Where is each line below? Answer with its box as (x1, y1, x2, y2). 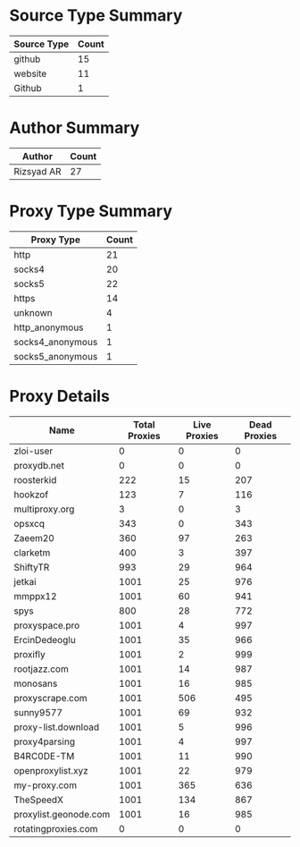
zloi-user (13, 445, 54, 457)
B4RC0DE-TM (13, 750, 75, 762)
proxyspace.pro (13, 619, 80, 631)
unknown (13, 306, 53, 318)
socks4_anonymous (13, 335, 98, 348)
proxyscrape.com (13, 691, 87, 704)
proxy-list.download (13, 721, 100, 733)
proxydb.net (13, 459, 65, 471)
